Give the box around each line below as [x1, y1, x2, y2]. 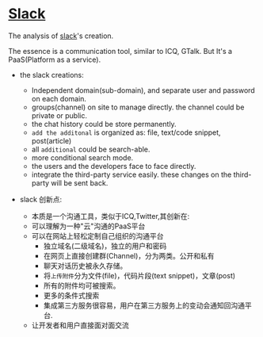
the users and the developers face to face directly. [31, 161, 196, 170]
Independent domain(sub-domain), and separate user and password [31, 85, 255, 95]
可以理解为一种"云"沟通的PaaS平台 [31, 221, 146, 231]
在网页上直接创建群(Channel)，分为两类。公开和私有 [43, 251, 215, 260]
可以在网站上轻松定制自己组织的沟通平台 [31, 231, 164, 240]
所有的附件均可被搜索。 [43, 281, 120, 290]
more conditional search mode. [31, 152, 134, 163]
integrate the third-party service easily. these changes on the [31, 170, 232, 179]
